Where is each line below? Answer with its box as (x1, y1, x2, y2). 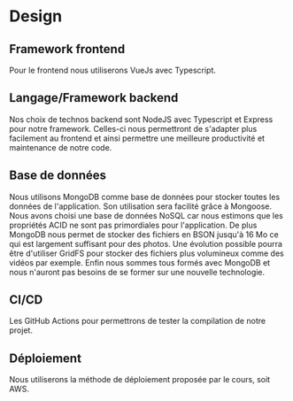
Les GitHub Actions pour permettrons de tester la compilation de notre (9, 316, 266, 327)
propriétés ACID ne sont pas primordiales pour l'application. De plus (9, 220, 258, 230)
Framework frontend (9, 42, 126, 57)
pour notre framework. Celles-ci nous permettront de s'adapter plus (9, 123, 258, 134)
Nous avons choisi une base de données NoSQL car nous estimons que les (9, 210, 283, 220)
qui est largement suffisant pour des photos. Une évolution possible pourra (9, 238, 283, 249)
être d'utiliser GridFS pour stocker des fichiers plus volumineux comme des (9, 248, 285, 258)
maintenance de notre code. (9, 142, 112, 152)
